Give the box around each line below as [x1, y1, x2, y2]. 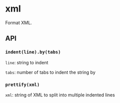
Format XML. [5, 20, 32, 26]
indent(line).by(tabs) [5, 49, 61, 55]
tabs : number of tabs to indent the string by [5, 69, 96, 75]
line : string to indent [5, 59, 49, 65]
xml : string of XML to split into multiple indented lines [5, 91, 115, 98]
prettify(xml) [5, 81, 40, 87]
